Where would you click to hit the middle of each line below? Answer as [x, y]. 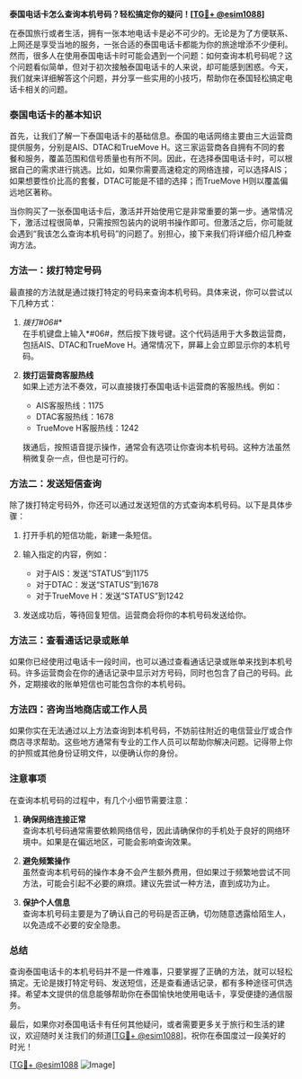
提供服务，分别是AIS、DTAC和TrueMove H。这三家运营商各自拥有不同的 [143, 147]
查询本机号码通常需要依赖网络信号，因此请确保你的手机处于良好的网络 [152, 830]
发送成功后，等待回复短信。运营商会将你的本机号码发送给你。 [137, 615]
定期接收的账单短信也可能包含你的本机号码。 [107, 684]
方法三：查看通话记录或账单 [69, 640]
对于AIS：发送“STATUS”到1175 [92, 573]
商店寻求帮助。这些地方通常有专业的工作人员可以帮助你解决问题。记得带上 [147, 742]
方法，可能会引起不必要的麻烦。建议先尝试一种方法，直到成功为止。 [148, 883]
